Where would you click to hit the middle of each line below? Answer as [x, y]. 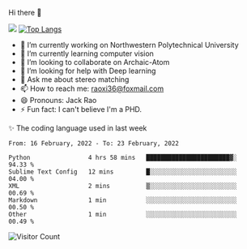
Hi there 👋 [25, 13]
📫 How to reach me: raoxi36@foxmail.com [92, 88]
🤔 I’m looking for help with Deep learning [88, 71]
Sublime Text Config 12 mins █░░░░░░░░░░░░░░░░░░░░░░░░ [123, 172]
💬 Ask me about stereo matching [75, 79]
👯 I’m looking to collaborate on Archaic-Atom [95, 62]
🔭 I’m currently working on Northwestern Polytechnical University [129, 45]
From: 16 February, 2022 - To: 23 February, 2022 [94, 144]
